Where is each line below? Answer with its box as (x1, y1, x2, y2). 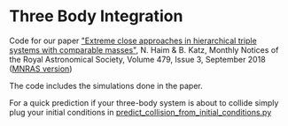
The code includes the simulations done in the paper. (9, 80, 203, 91)
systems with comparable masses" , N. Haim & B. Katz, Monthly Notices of (9, 44, 279, 55)
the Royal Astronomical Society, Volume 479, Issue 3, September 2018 (9, 54, 266, 64)
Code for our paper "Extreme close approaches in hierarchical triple (9, 35, 257, 46)
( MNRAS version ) (9, 63, 73, 74)
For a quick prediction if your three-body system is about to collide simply (9, 97, 279, 107)
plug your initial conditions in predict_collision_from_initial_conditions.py (9, 107, 272, 117)
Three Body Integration (9, 6, 183, 26)
